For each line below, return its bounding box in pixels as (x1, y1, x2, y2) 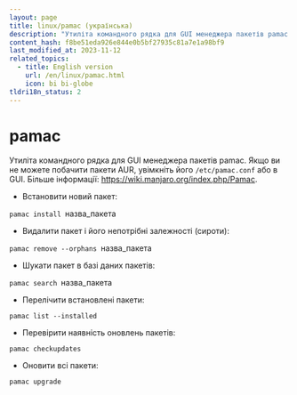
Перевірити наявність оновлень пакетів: (21, 327, 176, 338)
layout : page (9, 12, 58, 22)
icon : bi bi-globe (25, 79, 93, 88)
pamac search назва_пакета (9, 278, 113, 288)
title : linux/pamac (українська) (9, 21, 133, 30)
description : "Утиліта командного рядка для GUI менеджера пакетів (9, 29, 265, 38)
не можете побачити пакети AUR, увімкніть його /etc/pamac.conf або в (9, 165, 278, 175)
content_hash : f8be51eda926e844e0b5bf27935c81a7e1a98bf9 (9, 37, 225, 47)
